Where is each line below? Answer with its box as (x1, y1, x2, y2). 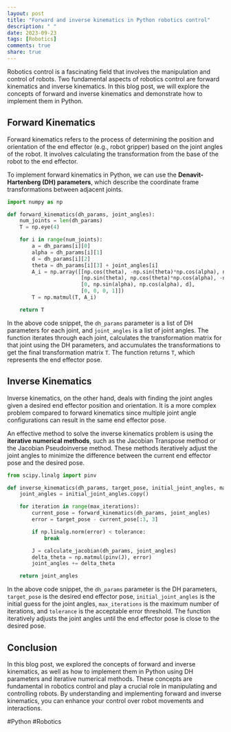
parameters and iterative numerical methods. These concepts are (7, 674, 192, 683)
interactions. (7, 704, 43, 712)
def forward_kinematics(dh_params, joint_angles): (7, 211, 155, 218)
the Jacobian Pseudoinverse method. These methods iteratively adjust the (7, 444, 218, 452)
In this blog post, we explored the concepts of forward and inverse (7, 660, 196, 668)
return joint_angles (19, 573, 78, 580)
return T (19, 306, 45, 313)
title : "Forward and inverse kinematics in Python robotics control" (7, 17, 211, 23)
